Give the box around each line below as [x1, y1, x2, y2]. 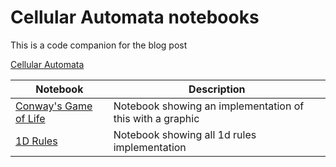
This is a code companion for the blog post [10, 39, 188, 51]
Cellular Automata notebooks [10, 6, 260, 29]
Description [188, 82, 246, 96]
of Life [15, 111, 46, 125]
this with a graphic [113, 111, 200, 125]
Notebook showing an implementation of [113, 99, 305, 113]
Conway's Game [15, 99, 93, 113]
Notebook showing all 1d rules [113, 127, 257, 141]
